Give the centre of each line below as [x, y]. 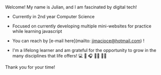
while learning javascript [37, 31]
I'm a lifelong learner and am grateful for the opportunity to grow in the [84, 50]
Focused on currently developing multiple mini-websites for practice [82, 26]
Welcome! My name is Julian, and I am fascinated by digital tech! [71, 7]
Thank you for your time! [30, 67]
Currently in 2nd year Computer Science [53, 16]
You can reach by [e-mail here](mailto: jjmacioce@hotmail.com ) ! [78, 41]
